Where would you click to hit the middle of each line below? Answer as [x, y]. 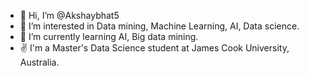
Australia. [39, 62]
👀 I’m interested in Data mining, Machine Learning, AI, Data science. [159, 26]
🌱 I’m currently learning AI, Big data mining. [109, 36]
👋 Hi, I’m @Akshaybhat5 [69, 15]
